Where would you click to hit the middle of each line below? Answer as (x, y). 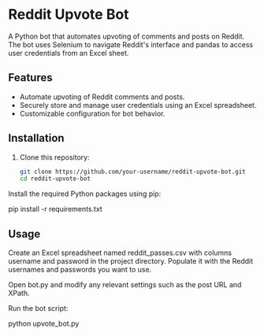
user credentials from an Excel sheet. (69, 53)
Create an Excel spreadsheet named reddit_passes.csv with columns (120, 253)
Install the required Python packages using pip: (85, 194)
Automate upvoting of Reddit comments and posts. (102, 97)
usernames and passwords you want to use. (80, 270)
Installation (36, 138)
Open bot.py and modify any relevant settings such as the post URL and (125, 285)
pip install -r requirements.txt (55, 209)
